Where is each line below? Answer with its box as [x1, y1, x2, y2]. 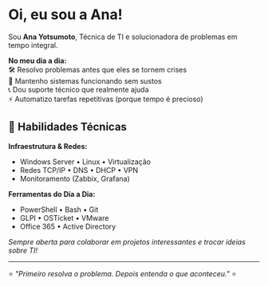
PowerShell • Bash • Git [19, 205, 99, 214]
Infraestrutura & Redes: [8, 141, 88, 151]
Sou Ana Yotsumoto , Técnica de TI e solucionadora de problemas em [8, 32, 238, 41]
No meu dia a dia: [8, 56, 67, 65]
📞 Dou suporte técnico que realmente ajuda [8, 84, 149, 94]
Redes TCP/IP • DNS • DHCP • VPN [19, 165, 139, 174]
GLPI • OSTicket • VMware [19, 213, 109, 222]
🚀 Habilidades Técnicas [8, 120, 128, 134]
